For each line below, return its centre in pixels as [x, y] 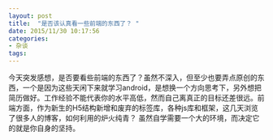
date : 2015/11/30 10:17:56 [54, 31]
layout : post [30, 16]
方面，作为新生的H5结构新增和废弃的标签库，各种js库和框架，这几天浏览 [136, 108]
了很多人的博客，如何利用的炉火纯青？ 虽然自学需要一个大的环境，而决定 [130, 118]
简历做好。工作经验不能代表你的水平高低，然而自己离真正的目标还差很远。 [133, 98]
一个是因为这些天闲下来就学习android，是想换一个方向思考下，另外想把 [142, 87]
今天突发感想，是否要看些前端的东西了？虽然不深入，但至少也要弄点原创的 [133, 77]
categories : [28, 38]
